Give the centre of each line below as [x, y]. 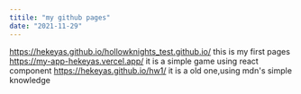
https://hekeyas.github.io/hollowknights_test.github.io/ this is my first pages [150, 51]
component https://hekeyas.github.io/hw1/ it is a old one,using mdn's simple [151, 70]
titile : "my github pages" [60, 17]
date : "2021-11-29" [46, 26]
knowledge [30, 80]
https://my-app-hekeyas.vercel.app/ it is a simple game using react [134, 61]
